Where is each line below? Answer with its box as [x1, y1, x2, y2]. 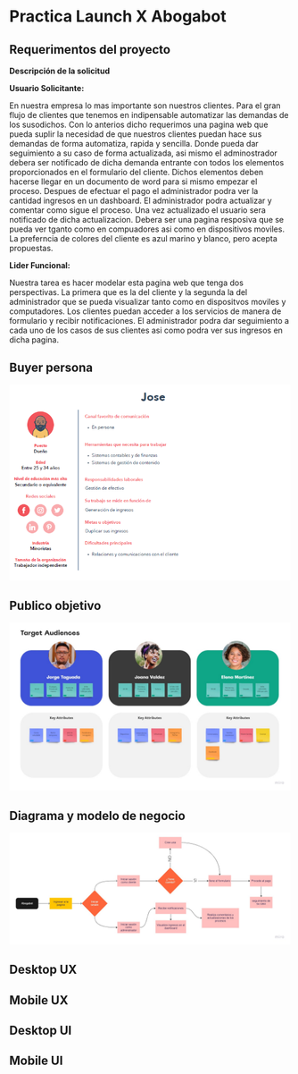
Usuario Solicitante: [9, 83, 85, 93]
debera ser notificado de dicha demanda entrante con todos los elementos [9, 157, 285, 167]
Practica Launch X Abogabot [9, 6, 227, 27]
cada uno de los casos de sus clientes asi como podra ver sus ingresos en [9, 325, 284, 335]
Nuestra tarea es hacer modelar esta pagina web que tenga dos [9, 277, 244, 288]
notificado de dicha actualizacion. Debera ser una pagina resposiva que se [9, 215, 285, 224]
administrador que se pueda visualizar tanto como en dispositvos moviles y [9, 297, 286, 307]
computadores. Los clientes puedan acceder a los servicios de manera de [9, 306, 282, 317]
